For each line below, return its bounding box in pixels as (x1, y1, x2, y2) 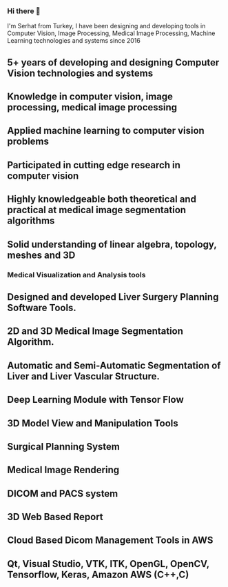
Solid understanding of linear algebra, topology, (7, 238, 217, 250)
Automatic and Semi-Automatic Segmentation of (7, 359, 221, 371)
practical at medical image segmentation (7, 204, 187, 216)
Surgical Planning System (7, 441, 121, 452)
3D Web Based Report (7, 511, 103, 523)
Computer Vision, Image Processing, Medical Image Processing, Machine (7, 29, 216, 37)
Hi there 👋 (7, 6, 41, 16)
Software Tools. (7, 301, 77, 313)
